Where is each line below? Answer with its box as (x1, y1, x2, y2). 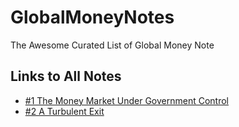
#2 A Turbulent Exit (24, 105, 105, 117)
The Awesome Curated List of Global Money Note (10, 39, 215, 51)
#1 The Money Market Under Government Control (24, 94, 229, 106)
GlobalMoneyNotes (10, 6, 175, 29)
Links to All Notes (10, 68, 122, 85)
